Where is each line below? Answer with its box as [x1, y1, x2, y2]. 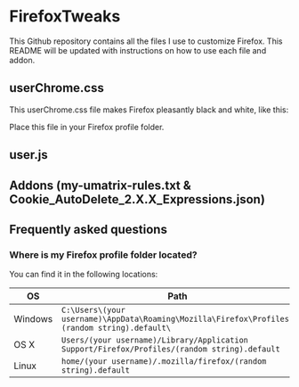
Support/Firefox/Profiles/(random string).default [61, 344, 280, 354]
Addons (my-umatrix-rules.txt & [9, 177, 191, 193]
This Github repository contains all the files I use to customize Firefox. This [9, 36, 283, 46]
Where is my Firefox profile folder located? [9, 248, 198, 260]
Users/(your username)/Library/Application [61, 335, 249, 345]
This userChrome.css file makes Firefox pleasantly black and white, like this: [9, 104, 289, 115]
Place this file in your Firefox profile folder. [9, 121, 165, 132]
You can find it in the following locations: [9, 269, 158, 280]
